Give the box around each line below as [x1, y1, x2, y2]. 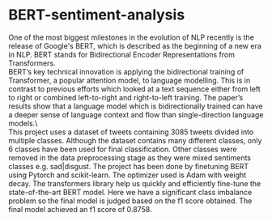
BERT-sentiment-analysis [8, 6, 185, 24]
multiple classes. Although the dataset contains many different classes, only [8, 135, 262, 145]
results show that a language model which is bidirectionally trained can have [8, 101, 263, 111]
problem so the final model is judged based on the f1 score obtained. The [8, 196, 253, 206]
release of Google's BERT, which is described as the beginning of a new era [8, 40, 261, 50]
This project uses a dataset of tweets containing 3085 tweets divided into [8, 127, 254, 137]
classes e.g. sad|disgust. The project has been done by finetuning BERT [8, 161, 249, 171]
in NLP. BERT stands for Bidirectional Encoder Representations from [8, 49, 235, 59]
